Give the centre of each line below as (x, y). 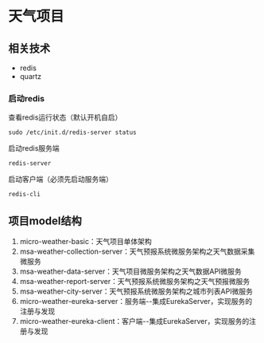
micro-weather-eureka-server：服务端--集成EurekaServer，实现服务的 (136, 302)
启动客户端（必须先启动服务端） (60, 179)
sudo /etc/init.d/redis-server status (72, 132)
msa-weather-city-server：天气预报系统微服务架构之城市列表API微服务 (136, 291)
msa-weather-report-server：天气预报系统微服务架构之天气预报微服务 (135, 282)
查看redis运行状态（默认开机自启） (65, 117)
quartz (31, 76)
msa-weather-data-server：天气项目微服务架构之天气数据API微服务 (131, 271)
